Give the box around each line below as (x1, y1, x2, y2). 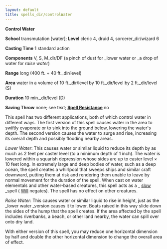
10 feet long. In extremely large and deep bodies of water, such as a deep (5, 161, 156, 167)
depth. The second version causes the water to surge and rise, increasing (5, 130, 157, 136)
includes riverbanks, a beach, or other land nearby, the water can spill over (5, 213, 160, 219)
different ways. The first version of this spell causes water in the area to (5, 119, 153, 125)
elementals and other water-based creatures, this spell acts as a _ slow (5, 182, 151, 188)
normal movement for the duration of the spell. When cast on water (5, 177, 144, 183)
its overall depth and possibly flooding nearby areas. (5, 135, 113, 141)
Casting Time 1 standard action (5, 45, 70, 51)
